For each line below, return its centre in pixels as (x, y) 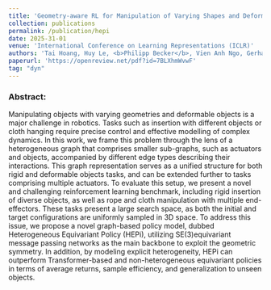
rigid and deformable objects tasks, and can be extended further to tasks (130, 174)
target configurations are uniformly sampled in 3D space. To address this (130, 217)
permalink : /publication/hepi (59, 31)
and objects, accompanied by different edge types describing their (119, 158)
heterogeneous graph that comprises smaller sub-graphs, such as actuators (135, 149)
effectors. (25, 209)
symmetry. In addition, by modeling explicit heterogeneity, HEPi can (121, 252)
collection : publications (52, 23)
